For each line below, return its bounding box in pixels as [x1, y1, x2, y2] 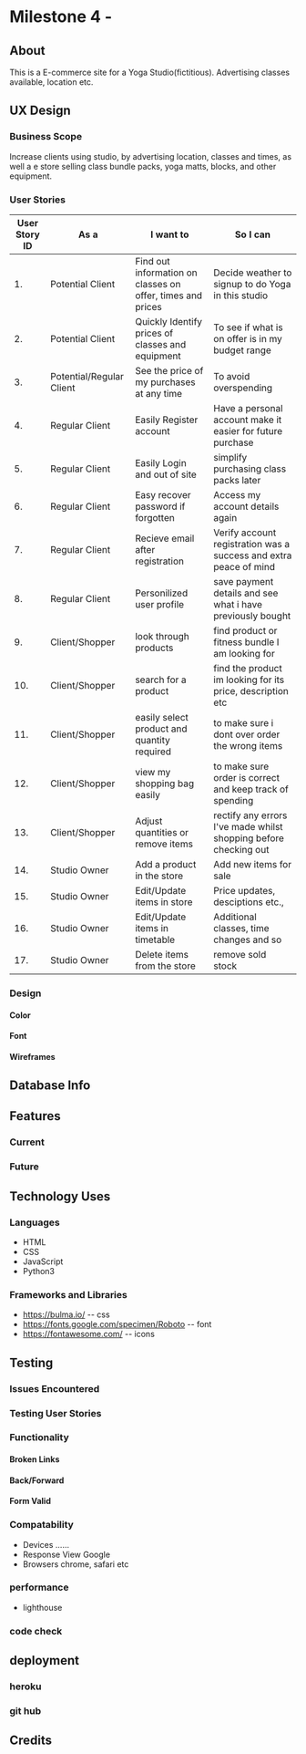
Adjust [135, 815, 163, 827]
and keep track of [213, 783, 289, 795]
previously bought [213, 609, 291, 622]
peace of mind [213, 560, 276, 573]
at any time [135, 387, 183, 400]
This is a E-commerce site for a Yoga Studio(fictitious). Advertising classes [9, 67, 290, 78]
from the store [135, 960, 196, 972]
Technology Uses [9, 1188, 111, 1204]
